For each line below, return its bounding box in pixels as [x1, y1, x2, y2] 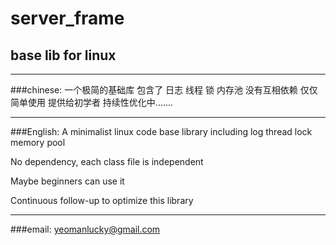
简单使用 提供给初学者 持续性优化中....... [10, 97, 174, 108]
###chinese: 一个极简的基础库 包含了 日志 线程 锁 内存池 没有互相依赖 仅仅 [10, 84, 318, 96]
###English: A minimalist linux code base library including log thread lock [10, 126, 313, 137]
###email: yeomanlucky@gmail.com [10, 223, 161, 235]
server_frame [10, 7, 125, 30]
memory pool [10, 137, 66, 148]
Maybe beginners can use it [10, 175, 125, 187]
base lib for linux [10, 47, 117, 64]
